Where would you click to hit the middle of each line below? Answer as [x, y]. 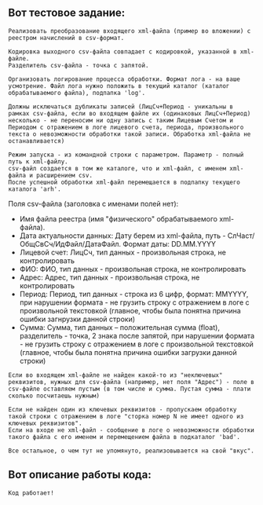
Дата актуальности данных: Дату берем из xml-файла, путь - [122, 236]
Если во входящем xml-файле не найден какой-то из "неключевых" [115, 375]
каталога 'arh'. [35, 189]
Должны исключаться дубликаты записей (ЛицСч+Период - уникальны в [121, 106]
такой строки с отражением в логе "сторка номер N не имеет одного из [126, 416]
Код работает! [31, 493]
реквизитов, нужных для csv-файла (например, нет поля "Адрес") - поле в [131, 382]
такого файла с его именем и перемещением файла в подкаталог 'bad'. [124, 437]
